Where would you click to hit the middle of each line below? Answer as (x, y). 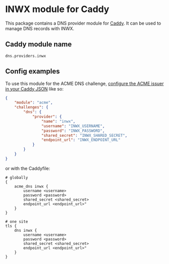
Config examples (33, 71)
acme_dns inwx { (32, 186)
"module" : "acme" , (34, 103)
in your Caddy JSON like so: (35, 89)
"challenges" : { (32, 107)
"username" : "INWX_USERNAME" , (73, 126)
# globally (17, 178)
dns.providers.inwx (26, 56)
